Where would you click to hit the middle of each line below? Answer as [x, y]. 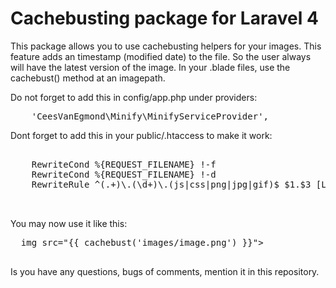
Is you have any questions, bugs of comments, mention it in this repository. [165, 271]
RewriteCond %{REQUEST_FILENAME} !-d [124, 174]
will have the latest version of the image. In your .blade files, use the [150, 67]
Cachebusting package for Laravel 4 [164, 18]
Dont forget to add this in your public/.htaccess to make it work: [141, 135]
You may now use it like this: [69, 223]
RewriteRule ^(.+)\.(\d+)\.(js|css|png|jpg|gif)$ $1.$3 [171, 184]
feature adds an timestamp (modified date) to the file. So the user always [161, 56]
